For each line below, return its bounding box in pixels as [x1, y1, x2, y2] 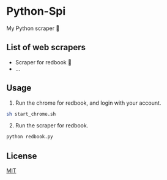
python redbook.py [6, 133, 53, 140]
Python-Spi [6, 4, 66, 18]
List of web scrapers [6, 42, 86, 53]
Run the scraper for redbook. [15, 122, 89, 129]
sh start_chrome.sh [6, 111, 56, 117]
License [6, 151, 37, 161]
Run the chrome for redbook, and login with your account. [15, 99, 161, 107]
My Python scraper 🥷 [6, 24, 60, 32]
